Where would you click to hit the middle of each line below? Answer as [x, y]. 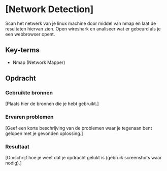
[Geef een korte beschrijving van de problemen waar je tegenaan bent [79, 128]
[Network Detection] [49, 9]
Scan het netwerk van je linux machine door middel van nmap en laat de [81, 23]
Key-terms [22, 50]
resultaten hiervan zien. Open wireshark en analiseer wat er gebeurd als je [83, 28]
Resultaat [17, 147]
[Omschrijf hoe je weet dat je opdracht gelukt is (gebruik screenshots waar [83, 158]
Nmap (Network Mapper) [39, 62]
